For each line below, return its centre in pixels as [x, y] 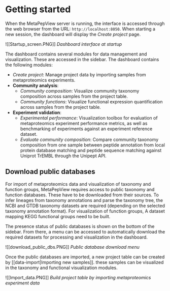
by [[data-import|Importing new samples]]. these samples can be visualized [84, 262]
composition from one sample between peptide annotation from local [92, 145]
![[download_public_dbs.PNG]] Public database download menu [72, 247]
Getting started [38, 9]
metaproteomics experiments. [44, 80]
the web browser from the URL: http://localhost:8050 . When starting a [80, 28]
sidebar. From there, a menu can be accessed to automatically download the [85, 231]
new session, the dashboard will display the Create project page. [73, 34]
